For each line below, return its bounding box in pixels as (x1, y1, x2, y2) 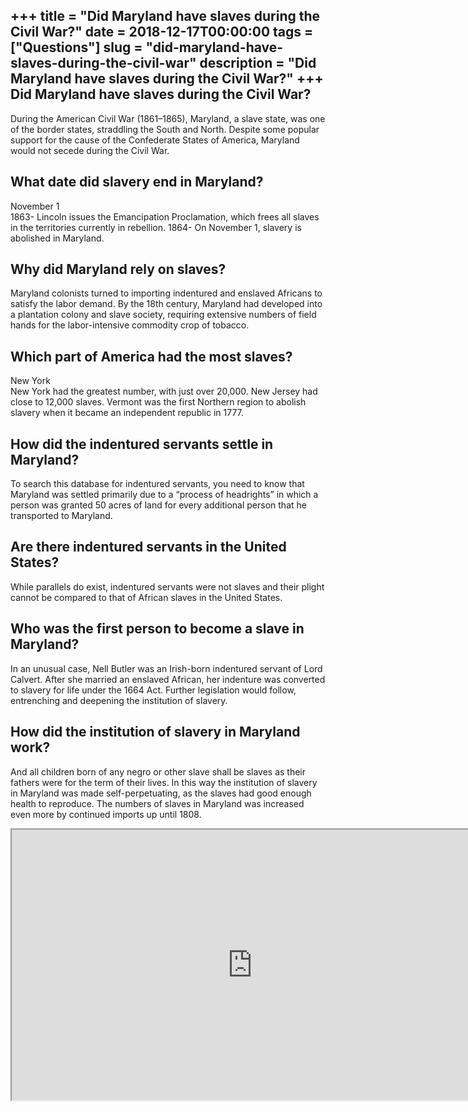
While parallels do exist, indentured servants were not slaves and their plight (10, 580, 325, 593)
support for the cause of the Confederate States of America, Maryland (10, 134, 300, 146)
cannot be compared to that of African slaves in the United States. (10, 591, 283, 603)
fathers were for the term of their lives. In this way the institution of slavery (10, 776, 318, 788)
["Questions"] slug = (10, 39, 143, 56)
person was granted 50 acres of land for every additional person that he (10, 499, 307, 511)
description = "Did (199, 55, 317, 72)
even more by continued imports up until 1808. (10, 808, 202, 820)
